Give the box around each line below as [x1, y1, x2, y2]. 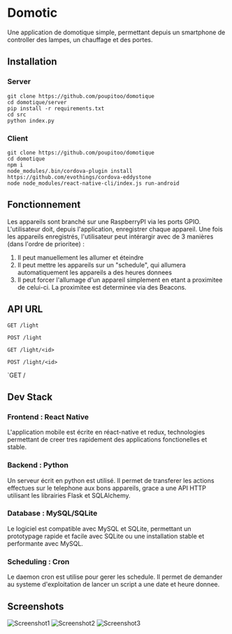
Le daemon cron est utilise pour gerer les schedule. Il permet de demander [7, 572, 223, 582]
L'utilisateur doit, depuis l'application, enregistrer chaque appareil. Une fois [7, 225, 224, 233]
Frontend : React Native [7, 411, 89, 421]
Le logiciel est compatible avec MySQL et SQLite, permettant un [7, 524, 191, 533]
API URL [7, 303, 43, 316]
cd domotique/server [7, 99, 68, 106]
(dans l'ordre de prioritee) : [7, 239, 85, 248]
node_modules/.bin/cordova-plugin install [7, 167, 133, 174]
